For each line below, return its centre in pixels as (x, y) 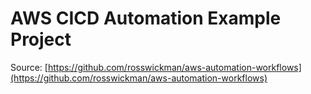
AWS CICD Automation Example (146, 18)
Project (41, 39)
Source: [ (29, 67)
